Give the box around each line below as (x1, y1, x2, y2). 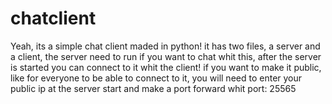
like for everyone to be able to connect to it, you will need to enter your (10, 72, 303, 84)
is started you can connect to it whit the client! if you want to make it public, (10, 61, 322, 73)
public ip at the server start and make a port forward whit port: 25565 (10, 82, 297, 94)
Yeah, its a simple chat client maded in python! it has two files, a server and (10, 40, 321, 52)
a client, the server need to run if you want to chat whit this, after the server (10, 50, 322, 62)
